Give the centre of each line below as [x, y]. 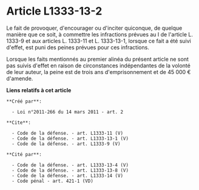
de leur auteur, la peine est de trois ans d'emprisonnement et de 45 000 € [99, 72]
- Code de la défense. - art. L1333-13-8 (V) [70, 170]
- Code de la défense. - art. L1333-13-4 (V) [70, 165]
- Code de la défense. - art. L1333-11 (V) [67, 133]
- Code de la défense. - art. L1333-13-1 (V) [70, 138]
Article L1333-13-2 [54, 11]
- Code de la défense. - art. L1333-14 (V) [67, 175]
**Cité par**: [24, 154]
